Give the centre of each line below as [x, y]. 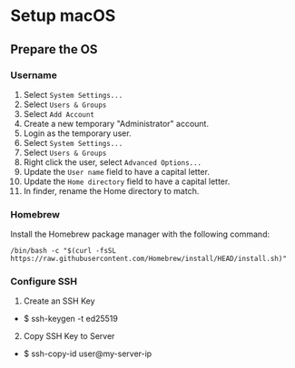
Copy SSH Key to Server [69, 336]
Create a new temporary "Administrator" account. [116, 123]
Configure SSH [44, 282]
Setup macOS [63, 16]
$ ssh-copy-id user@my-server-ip [88, 353]
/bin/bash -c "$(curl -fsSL [64, 251]
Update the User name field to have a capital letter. [116, 171]
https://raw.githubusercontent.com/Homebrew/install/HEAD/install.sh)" [148, 259]
